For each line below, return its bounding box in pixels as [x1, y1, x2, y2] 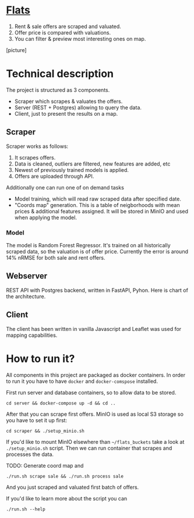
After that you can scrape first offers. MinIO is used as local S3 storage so [6, 410, 184, 417]
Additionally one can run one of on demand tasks [6, 184, 124, 191]
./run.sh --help [6, 506, 45, 512]
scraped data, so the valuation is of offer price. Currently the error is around [6, 248, 188, 255]
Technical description [6, 67, 114, 81]
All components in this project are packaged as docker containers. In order [6, 371, 186, 378]
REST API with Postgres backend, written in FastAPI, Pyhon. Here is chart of [6, 286, 188, 293]
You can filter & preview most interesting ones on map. [14, 35, 146, 42]
